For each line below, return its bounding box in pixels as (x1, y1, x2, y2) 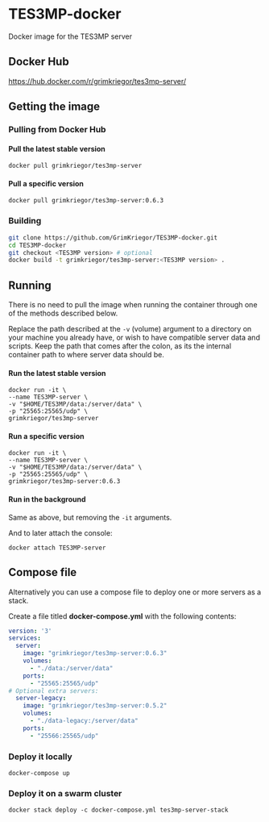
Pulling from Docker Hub (8, 124, 106, 136)
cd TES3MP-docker (8, 241, 67, 249)
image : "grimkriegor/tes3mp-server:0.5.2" (23, 702, 168, 710)
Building (8, 215, 42, 227)
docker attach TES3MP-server (8, 544, 106, 552)
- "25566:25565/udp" (29, 732, 99, 740)
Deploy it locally (8, 751, 72, 762)
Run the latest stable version (8, 368, 106, 378)
